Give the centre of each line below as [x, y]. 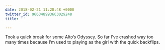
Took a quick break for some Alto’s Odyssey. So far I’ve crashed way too [79, 37]
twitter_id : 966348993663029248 [39, 14]
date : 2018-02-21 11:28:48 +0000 [40, 10]
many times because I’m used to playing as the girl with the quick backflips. [82, 42]
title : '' [15, 19]
